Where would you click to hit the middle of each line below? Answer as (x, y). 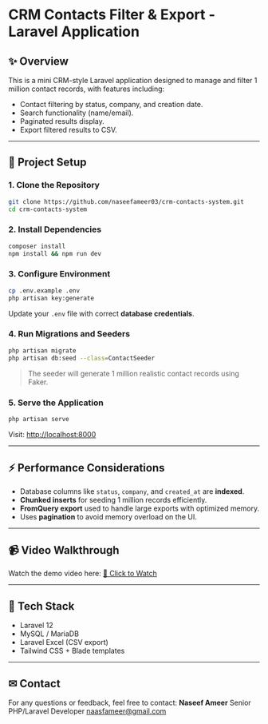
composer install (37, 246)
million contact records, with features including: (87, 89)
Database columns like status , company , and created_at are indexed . (132, 491)
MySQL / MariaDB (49, 634)
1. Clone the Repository (54, 185)
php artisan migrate (43, 350)
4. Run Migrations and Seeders (69, 334)
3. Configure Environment (59, 274)
